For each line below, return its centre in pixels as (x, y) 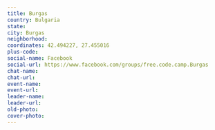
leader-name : (26, 97)
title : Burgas (28, 13)
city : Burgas (26, 33)
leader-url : (24, 103)
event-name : (24, 84)
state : (17, 26)
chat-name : (23, 71)
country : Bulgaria (34, 20)
